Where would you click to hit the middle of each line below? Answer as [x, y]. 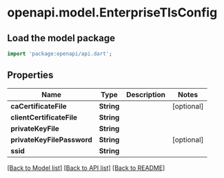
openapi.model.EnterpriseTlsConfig [112, 13]
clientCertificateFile [44, 117]
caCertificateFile [39, 106]
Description [146, 94]
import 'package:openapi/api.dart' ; [60, 54]
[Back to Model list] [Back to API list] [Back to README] [86, 168]
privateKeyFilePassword [52, 140]
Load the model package [61, 38]
